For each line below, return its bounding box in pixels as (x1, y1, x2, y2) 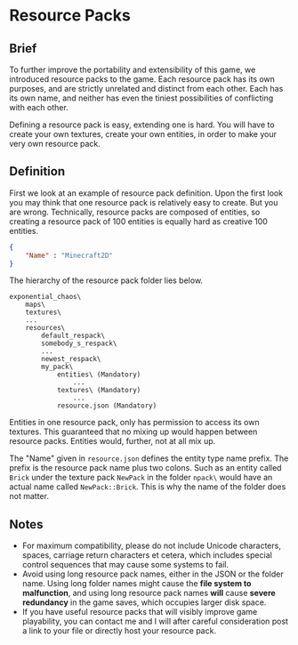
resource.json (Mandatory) (56, 401, 157, 410)
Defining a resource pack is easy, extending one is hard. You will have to (9, 119, 275, 130)
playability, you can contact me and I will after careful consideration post (21, 616, 289, 627)
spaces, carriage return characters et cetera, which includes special (21, 550, 273, 560)
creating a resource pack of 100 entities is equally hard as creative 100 (9, 215, 269, 227)
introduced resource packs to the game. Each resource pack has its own (9, 74, 276, 85)
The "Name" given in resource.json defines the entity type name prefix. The (9, 453, 289, 464)
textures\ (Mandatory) (56, 386, 141, 395)
